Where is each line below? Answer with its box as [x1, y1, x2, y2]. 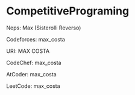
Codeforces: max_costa [6, 35, 65, 43]
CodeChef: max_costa [6, 59, 61, 66]
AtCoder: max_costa [6, 70, 57, 78]
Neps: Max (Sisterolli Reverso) [6, 24, 81, 31]
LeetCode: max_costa [6, 82, 60, 90]
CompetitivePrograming [6, 4, 130, 18]
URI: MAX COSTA [6, 47, 50, 55]
